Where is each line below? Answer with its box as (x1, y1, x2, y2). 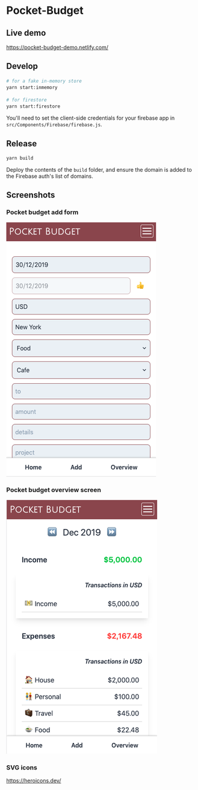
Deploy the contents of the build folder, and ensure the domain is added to (6, 166, 193, 173)
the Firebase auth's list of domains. (6, 172, 93, 180)
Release (6, 138, 37, 149)
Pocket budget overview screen (6, 486, 101, 494)
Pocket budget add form (6, 208, 79, 216)
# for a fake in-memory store (6, 78, 82, 84)
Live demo (6, 28, 46, 38)
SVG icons (6, 763, 37, 771)
